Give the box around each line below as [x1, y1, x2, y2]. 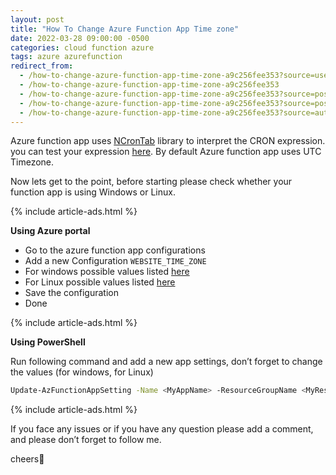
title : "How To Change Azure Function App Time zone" [10, 24, 240, 34]
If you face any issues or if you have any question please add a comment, [10, 423, 314, 435]
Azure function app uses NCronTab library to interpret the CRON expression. [10, 135, 326, 147]
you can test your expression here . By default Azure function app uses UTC [10, 146, 322, 158]
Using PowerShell [10, 336, 86, 348]
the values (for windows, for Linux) [10, 366, 154, 378]
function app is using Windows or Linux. [10, 186, 176, 198]
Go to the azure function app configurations [24, 244, 206, 256]
